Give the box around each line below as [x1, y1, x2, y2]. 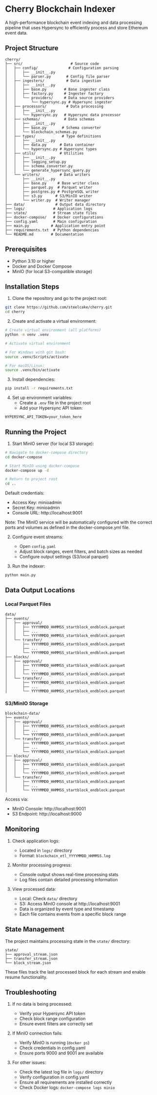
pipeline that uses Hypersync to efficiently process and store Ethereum [5, 24, 148, 30]
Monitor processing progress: [12, 862, 72, 868]
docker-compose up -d [5, 468, 49, 473]
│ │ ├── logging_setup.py [5, 159, 67, 164]
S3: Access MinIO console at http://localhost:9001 [19, 900, 120, 906]
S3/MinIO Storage [5, 700, 49, 706]
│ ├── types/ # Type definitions [5, 134, 101, 138]
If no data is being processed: [12, 1001, 72, 1007]
